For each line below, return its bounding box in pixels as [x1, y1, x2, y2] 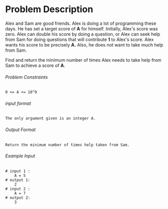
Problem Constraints [5, 74, 48, 80]
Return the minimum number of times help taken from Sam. [5, 142, 130, 147]
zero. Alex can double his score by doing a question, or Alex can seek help [5, 31, 160, 37]
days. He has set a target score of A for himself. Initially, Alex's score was [5, 25, 158, 31]
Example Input [5, 153, 35, 159]
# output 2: [5, 195, 30, 200]
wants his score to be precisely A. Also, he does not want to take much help [5, 41, 163, 48]
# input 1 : [5, 169, 30, 174]
